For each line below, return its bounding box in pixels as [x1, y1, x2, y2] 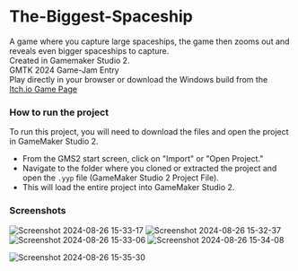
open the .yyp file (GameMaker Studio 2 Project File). [22, 172, 220, 183]
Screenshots [9, 205, 66, 217]
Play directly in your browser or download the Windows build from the [9, 74, 268, 84]
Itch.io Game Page [9, 83, 78, 94]
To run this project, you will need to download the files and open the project [9, 127, 289, 137]
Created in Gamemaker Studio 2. [9, 55, 130, 66]
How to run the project [9, 106, 110, 118]
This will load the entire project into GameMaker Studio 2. [22, 182, 235, 193]
